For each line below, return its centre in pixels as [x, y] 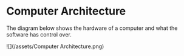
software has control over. [39, 34]
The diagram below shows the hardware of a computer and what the [92, 28]
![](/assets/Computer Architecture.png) [55, 46]
